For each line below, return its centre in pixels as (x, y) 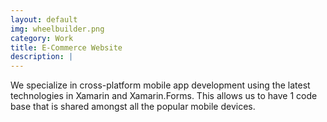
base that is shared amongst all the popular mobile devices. (133, 107)
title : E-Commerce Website (66, 47)
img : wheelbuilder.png (57, 29)
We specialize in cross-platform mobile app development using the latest (160, 85)
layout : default (44, 19)
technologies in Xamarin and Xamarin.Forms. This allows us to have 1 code (164, 96)
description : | (42, 57)
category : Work (42, 38)
